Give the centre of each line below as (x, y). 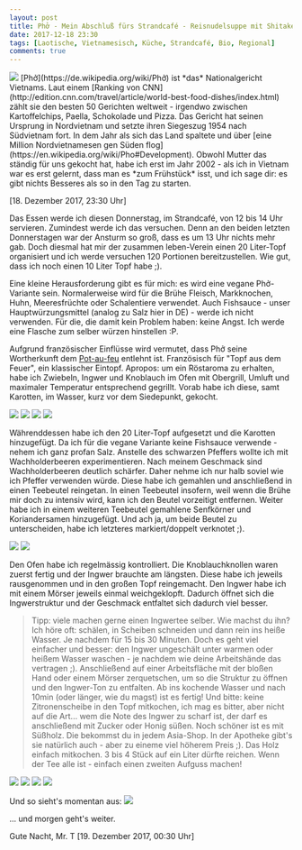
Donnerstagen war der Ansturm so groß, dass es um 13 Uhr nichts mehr (142, 238)
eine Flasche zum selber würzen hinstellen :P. (94, 332)
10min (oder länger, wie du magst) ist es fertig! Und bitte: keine (147, 697)
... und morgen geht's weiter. (62, 819)
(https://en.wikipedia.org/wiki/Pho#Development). (102, 155)
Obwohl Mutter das (231, 155)
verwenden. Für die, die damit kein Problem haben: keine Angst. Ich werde (147, 322)
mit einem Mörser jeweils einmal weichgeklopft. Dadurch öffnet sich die (142, 594)
